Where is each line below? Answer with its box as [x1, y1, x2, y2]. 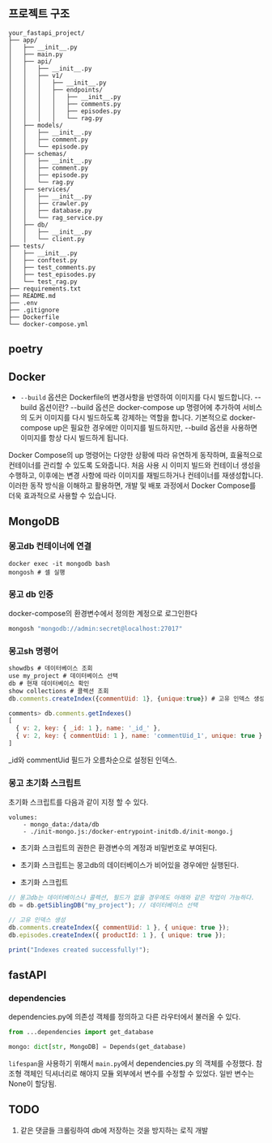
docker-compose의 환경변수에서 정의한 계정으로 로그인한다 [8, 609, 198, 618]
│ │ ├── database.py [8, 206, 92, 214]
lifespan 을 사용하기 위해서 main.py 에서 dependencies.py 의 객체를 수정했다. [8, 1058, 254, 1068]
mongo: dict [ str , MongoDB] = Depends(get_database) [8, 1043, 186, 1051]
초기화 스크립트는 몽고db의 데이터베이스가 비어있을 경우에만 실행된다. [19, 860, 239, 870]
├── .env [8, 299, 38, 307]
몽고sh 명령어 [8, 645, 59, 657]
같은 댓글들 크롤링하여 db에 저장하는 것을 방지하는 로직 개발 [19, 1125, 209, 1135]
